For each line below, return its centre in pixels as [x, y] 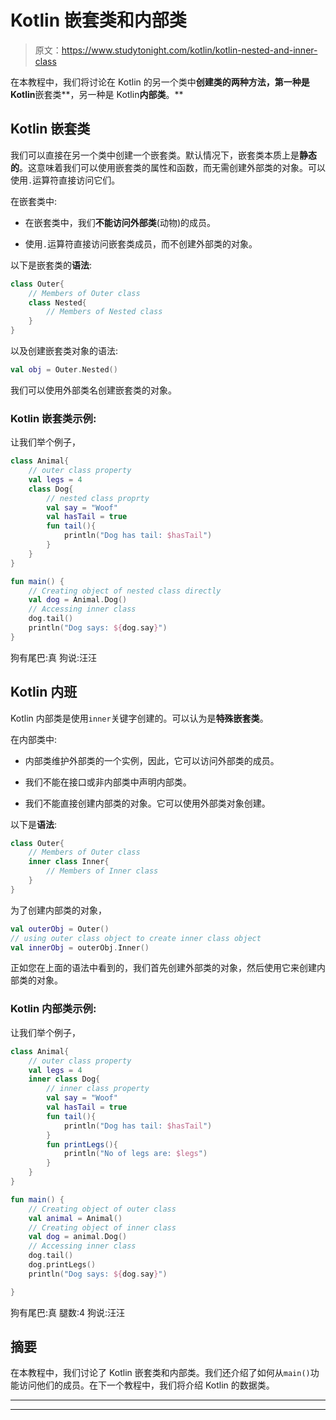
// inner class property [98, 1089]
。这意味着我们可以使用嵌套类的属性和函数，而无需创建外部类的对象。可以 [172, 167]
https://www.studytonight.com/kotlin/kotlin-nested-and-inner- [189, 50]
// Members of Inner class [102, 871]
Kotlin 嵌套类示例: [53, 418]
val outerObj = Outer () [60, 929]
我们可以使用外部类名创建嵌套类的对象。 [93, 390]
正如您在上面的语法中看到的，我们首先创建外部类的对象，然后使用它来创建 [163, 968]
